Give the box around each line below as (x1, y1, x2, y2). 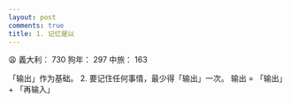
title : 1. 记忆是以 (8, 29, 75, 38)
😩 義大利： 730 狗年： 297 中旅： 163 (8, 55, 148, 65)
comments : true (8, 21, 65, 30)
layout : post (8, 12, 57, 22)
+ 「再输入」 (8, 85, 55, 95)
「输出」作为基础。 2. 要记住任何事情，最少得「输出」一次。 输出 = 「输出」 (8, 73, 287, 84)
